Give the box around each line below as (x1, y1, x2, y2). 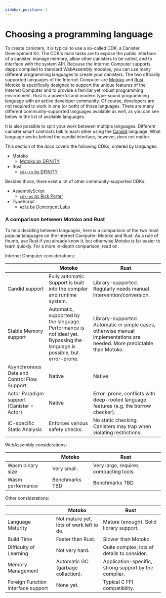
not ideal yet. (48, 330, 79, 337)
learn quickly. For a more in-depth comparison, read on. (5, 243, 119, 249)
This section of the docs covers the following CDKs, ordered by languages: (5, 143, 158, 149)
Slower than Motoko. (103, 536, 151, 542)
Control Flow (7, 375, 38, 382)
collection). (56, 570, 83, 577)
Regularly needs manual (93, 285, 149, 292)
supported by (48, 312, 80, 319)
